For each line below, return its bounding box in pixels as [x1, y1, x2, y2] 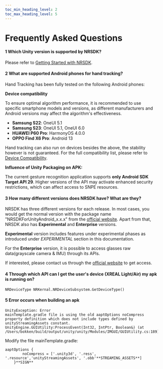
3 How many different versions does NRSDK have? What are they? [5, 195, 142, 201]
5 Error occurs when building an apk [5, 297, 80, 303]
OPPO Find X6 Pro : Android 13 [12, 135, 73, 141]
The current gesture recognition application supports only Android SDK [5, 174, 149, 180]
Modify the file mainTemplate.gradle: [5, 337, 79, 343]
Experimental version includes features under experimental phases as [5, 231, 146, 237]
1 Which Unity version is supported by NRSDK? [5, 49, 102, 55]
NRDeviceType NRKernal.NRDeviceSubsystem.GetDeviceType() [5, 287, 125, 292]
